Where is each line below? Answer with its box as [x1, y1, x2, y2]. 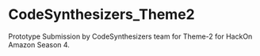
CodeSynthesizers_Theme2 [8, 6, 196, 24]
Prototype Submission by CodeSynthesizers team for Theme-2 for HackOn [8, 32, 253, 41]
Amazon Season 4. [8, 39, 70, 49]
